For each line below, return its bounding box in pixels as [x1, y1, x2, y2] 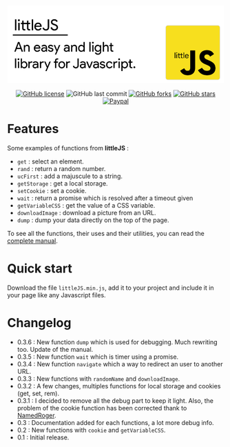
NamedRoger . [17, 411, 56, 419]
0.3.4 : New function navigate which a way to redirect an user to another [17, 359, 224, 368]
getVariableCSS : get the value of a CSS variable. [17, 201, 156, 209]
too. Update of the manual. [17, 345, 94, 353]
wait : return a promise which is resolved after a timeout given [17, 194, 194, 202]
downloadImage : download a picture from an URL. [17, 208, 156, 217]
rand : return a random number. [17, 164, 106, 172]
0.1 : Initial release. [17, 433, 70, 441]
